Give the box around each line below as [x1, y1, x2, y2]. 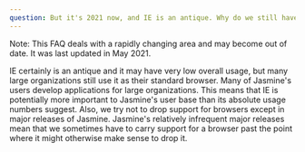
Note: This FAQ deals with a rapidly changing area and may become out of [9, 38, 288, 49]
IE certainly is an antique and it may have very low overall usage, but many [9, 65, 289, 76]
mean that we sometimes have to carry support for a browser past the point [9, 123, 293, 134]
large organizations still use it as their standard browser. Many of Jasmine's [9, 74, 292, 86]
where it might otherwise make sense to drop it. [9, 132, 188, 143]
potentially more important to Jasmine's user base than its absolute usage [9, 94, 286, 105]
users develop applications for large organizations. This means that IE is [9, 84, 279, 95]
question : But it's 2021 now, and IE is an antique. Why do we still [9, 13, 279, 23]
